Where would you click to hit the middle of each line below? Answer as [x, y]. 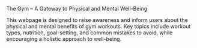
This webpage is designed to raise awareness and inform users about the [97, 20]
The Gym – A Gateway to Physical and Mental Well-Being [77, 9]
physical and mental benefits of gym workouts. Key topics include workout [98, 26]
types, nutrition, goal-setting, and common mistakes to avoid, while [89, 33]
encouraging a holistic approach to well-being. [64, 39]
